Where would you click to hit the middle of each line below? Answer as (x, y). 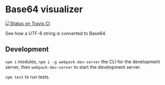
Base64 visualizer (44, 9)
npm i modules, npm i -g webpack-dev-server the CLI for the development (83, 62)
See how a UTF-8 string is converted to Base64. (56, 33)
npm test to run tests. (28, 77)
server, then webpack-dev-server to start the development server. (73, 67)
